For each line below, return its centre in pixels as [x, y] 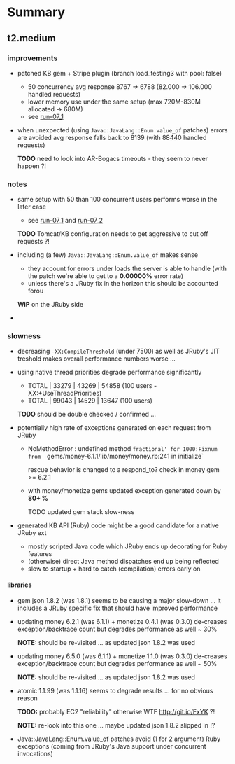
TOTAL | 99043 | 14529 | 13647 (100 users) [90, 401]
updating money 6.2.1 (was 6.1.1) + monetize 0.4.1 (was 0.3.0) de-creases [122, 621]
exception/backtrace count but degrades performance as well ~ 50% [117, 663]
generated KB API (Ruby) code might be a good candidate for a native [118, 525]
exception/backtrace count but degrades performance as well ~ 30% [117, 629]
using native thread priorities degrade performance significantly [109, 373]
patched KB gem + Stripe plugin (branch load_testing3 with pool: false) [120, 73]
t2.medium [31, 38]
